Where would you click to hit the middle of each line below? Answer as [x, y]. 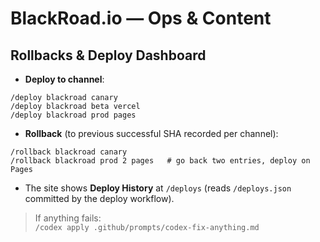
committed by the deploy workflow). [99, 198]
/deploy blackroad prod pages [73, 115]
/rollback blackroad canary [69, 152]
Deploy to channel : [64, 79]
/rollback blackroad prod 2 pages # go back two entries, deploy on [160, 161]
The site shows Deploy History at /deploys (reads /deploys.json [158, 188]
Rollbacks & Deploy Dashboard [108, 55]
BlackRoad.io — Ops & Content [141, 18]
